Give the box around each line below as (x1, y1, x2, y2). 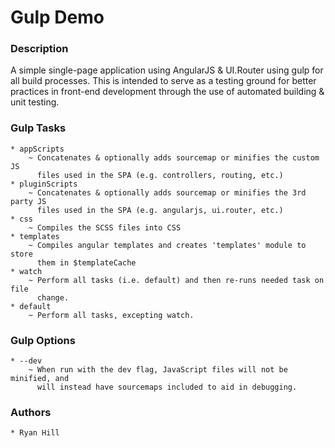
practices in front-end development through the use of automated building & (10, 86, 325, 98)
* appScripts (10, 144, 65, 154)
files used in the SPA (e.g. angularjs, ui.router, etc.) (36, 205, 284, 215)
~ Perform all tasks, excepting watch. (28, 310, 195, 320)
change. (36, 292, 70, 303)
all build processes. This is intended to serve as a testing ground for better (10, 75, 317, 87)
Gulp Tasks (10, 121, 67, 135)
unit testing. (10, 96, 60, 108)
